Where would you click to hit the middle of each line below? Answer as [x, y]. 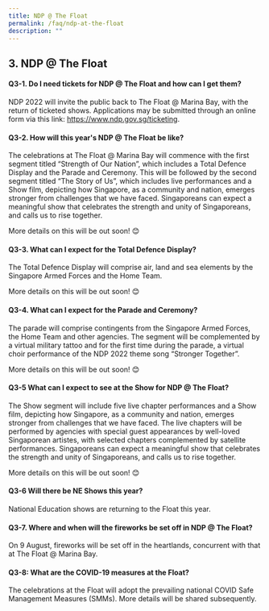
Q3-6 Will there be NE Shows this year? [76, 491]
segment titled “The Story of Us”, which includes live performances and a [130, 181]
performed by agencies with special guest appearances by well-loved [124, 431]
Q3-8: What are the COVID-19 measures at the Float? [99, 572]
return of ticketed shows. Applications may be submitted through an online [132, 110]
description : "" [35, 31]
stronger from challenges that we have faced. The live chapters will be [125, 422]
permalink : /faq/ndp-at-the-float [66, 23]
